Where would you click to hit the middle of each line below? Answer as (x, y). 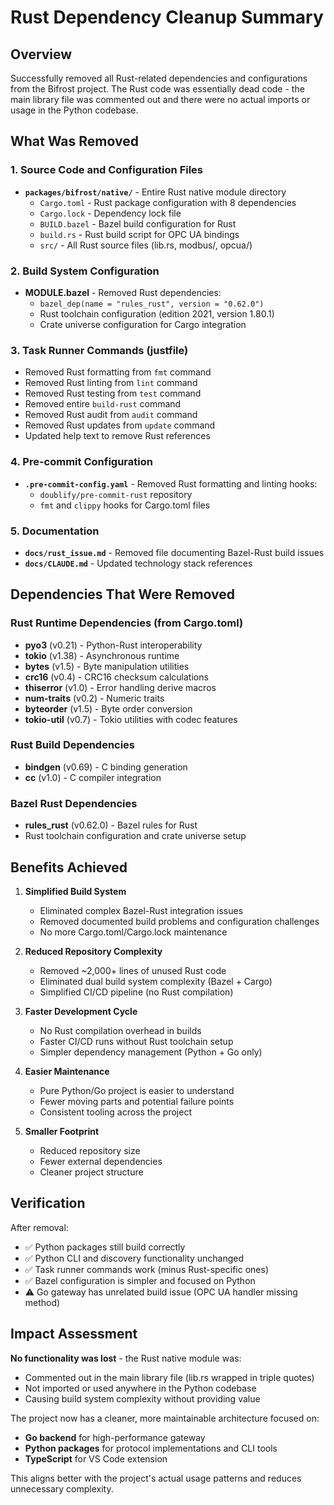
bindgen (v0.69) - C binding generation (106, 767)
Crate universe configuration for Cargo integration (143, 324)
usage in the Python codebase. (74, 110)
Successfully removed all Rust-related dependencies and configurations (159, 78)
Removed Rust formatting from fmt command (118, 372)
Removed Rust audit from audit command (111, 415)
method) (42, 1302)
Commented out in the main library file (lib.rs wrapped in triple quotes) (169, 1377)
